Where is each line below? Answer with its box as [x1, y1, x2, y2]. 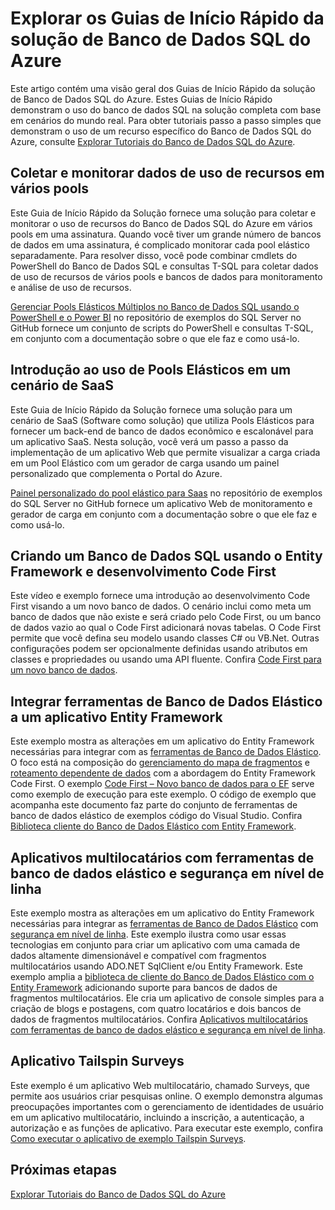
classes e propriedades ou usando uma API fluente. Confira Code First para [10, 653, 322, 666]
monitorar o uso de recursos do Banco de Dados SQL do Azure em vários [10, 217, 313, 229]
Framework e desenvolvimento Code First [10, 563, 277, 580]
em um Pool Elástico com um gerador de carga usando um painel [10, 457, 280, 469]
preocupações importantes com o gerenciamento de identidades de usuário [10, 1100, 324, 1112]
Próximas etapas [10, 1162, 117, 1179]
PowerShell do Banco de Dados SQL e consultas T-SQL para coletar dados [10, 260, 319, 272]
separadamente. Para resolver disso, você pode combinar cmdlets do [10, 249, 298, 261]
